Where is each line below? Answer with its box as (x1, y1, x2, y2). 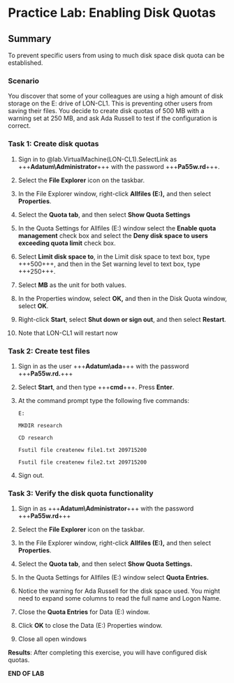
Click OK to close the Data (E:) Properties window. (17, 622, 163, 630)
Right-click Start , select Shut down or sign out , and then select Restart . (17, 315, 226, 323)
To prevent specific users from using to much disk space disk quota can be (8, 51, 225, 59)
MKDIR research (17, 422, 63, 429)
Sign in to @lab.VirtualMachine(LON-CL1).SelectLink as (17, 155, 177, 163)
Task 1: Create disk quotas (8, 139, 99, 149)
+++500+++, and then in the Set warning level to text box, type (17, 260, 201, 268)
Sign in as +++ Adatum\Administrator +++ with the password (17, 504, 194, 513)
